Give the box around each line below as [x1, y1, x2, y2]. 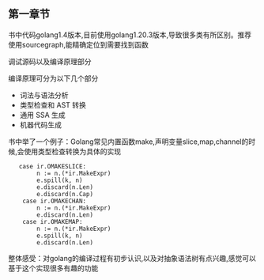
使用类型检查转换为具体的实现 [24, 146, 122, 156]
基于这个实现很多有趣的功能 [8, 263, 99, 273]
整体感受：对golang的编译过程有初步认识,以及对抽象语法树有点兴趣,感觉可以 [8, 253, 257, 263]
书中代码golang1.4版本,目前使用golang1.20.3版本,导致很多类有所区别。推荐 [8, 30, 252, 40]
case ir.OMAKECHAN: [22, 197, 87, 205]
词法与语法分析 [19, 90, 69, 100]
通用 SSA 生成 [19, 110, 66, 119]
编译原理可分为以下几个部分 [8, 74, 99, 83]
